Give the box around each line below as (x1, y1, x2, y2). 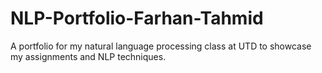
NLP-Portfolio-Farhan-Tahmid (10, 7, 264, 30)
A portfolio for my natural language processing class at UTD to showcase (10, 40, 312, 52)
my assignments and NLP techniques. (10, 50, 167, 62)
